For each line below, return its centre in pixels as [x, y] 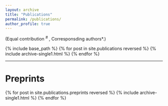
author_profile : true [28, 24]
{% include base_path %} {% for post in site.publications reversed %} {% [81, 48]
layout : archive [22, 10]
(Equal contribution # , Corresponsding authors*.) [56, 38]
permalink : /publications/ [33, 19]
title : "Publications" [29, 14]
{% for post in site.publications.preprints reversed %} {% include [72, 92]
